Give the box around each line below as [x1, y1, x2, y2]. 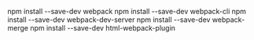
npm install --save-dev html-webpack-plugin [30, 24, 176, 32]
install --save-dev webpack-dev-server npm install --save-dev [7, 15, 211, 24]
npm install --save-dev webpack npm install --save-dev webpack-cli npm [7, 7, 247, 16]
